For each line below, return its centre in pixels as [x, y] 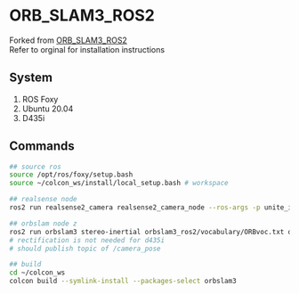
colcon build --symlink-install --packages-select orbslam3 [123, 282]
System [31, 78]
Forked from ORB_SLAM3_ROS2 [68, 40]
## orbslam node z [43, 224]
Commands [42, 147]
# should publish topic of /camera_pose [85, 249]
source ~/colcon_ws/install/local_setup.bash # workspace [119, 184]
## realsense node [43, 200]
